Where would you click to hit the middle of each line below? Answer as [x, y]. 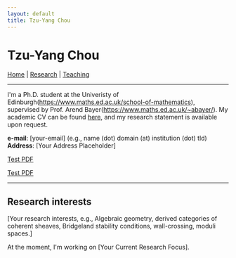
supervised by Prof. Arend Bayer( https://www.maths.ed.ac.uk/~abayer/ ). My [118, 110]
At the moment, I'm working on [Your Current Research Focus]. [98, 247]
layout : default [31, 14]
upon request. [27, 124]
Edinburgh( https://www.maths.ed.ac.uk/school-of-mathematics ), [101, 102]
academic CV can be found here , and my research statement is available [112, 117]
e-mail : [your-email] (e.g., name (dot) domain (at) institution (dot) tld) [107, 138]
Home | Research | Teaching [48, 75]
